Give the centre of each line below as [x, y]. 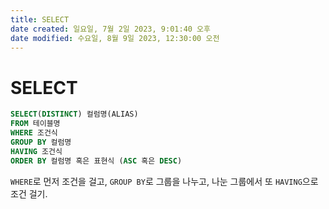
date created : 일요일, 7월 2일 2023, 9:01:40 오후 [110, 29]
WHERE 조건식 [34, 133]
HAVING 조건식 [36, 151]
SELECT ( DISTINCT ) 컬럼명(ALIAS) [74, 114]
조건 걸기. [29, 193]
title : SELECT [40, 19]
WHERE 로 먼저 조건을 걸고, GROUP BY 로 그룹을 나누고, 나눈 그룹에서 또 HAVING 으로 [164, 181]
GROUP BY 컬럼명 [41, 142]
